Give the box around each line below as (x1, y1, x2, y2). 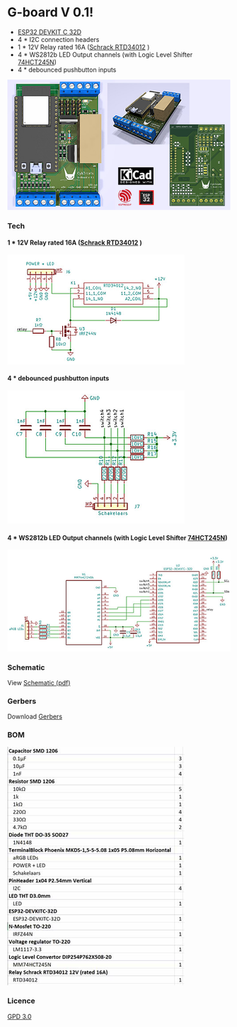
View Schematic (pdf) (7, 678, 71, 687)
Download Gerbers (7, 712, 62, 721)
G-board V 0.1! (7, 4, 94, 21)
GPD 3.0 (7, 1012, 32, 1021)
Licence (7, 996, 35, 1006)
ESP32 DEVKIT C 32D (17, 28, 82, 36)
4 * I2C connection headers (17, 35, 100, 43)
